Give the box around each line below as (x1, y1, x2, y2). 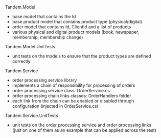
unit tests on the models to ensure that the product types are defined (12, 53, 152, 59)
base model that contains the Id (12, 14, 76, 19)
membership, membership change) (12, 34, 83, 40)
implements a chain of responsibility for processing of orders (12, 82, 136, 88)
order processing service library (12, 78, 77, 83)
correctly (12, 59, 31, 64)
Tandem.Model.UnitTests (5, 44, 55, 49)
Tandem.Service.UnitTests (5, 113, 58, 118)
